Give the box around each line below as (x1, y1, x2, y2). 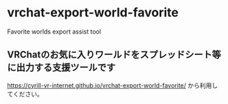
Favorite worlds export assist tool (7, 27, 102, 36)
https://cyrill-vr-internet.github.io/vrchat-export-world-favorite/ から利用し (7, 81, 218, 90)
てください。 (7, 90, 43, 98)
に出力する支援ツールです (7, 62, 115, 73)
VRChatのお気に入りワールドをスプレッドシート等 (7, 49, 221, 61)
